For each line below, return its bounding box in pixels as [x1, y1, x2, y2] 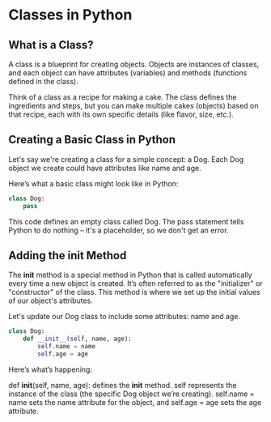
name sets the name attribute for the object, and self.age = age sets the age [8, 397, 262, 407]
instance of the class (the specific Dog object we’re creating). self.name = [8, 389, 255, 399]
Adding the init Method [8, 249, 127, 262]
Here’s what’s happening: [8, 364, 93, 374]
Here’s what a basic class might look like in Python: [8, 178, 179, 188]
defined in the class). [8, 77, 78, 86]
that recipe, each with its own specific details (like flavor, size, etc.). [8, 109, 235, 119]
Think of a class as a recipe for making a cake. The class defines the [8, 92, 237, 102]
